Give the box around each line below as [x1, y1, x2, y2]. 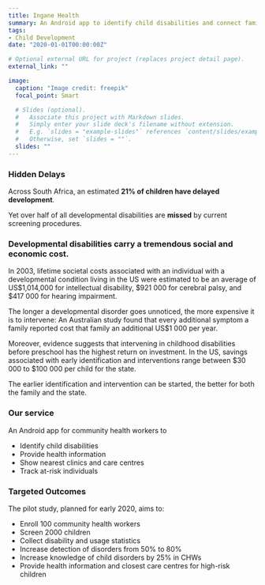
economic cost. [8, 248, 69, 259]
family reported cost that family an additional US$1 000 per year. [8, 323, 218, 333]
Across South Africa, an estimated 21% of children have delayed [8, 187, 220, 196]
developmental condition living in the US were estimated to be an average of [8, 274, 256, 285]
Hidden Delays [8, 168, 65, 179]
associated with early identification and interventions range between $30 [8, 356, 246, 365]
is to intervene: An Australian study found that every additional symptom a [8, 315, 249, 325]
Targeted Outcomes [8, 485, 87, 496]
